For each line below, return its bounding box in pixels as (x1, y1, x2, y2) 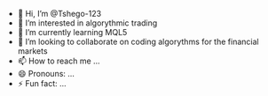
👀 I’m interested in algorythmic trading (17, 18, 158, 28)
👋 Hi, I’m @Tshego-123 (17, 9, 102, 18)
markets (17, 46, 48, 56)
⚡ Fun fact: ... (17, 78, 67, 88)
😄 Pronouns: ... (17, 69, 75, 78)
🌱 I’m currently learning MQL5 (17, 27, 128, 37)
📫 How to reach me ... (17, 55, 100, 66)
